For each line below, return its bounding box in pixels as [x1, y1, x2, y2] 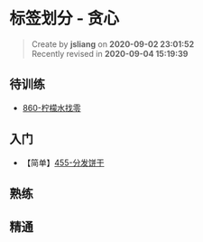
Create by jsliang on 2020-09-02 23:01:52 [31, 38, 195, 50]
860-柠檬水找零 [22, 102, 81, 113]
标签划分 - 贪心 [9, 8, 120, 29]
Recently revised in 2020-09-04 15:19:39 [31, 48, 189, 59]
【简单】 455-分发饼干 [22, 157, 105, 168]
